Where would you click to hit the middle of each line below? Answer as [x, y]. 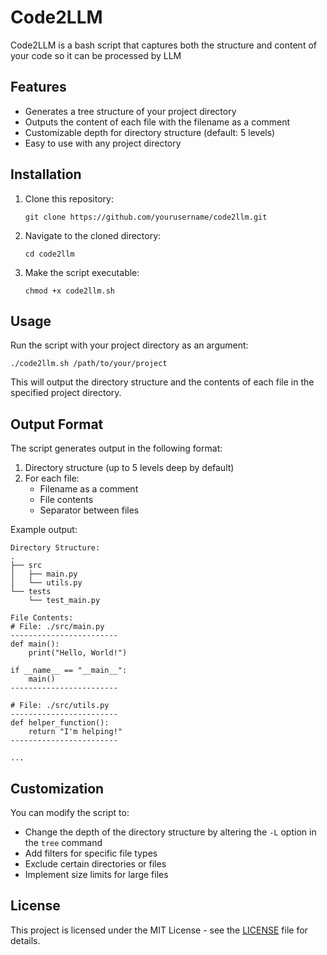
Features [38, 87]
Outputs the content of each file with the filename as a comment [157, 122]
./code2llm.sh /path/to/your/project [89, 364]
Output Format [57, 424]
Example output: [44, 530]
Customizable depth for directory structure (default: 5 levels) [150, 132]
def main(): [35, 644]
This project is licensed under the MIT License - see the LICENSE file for [159, 930]
